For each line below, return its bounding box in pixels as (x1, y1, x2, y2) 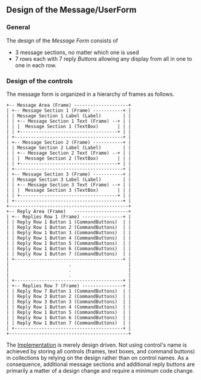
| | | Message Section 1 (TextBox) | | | (6, 123, 131, 129)
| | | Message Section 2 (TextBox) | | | (6, 155, 131, 161)
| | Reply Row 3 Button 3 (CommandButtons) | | (6, 299, 131, 305)
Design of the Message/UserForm (6, 5, 137, 15)
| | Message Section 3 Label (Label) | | (6, 176, 131, 183)
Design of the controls (6, 76, 73, 85)
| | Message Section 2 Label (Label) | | (6, 144, 131, 151)
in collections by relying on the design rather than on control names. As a (6, 354, 189, 361)
